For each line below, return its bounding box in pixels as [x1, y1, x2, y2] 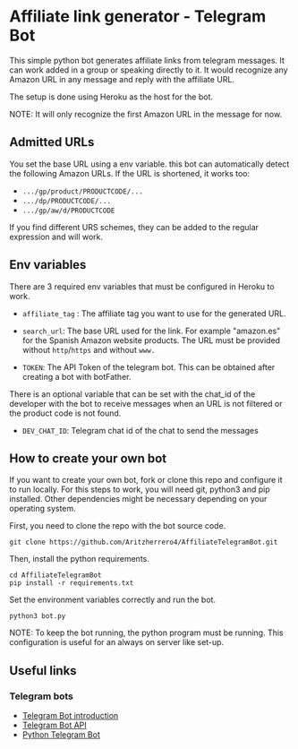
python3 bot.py [9, 612, 66, 621]
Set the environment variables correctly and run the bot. [9, 594, 217, 606]
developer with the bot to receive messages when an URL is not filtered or [9, 398, 283, 409]
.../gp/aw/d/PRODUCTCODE [21, 206, 115, 215]
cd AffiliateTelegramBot [9, 571, 102, 580]
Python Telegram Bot [21, 729, 100, 740]
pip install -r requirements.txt [9, 579, 134, 588]
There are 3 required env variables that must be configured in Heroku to [9, 280, 275, 292]
